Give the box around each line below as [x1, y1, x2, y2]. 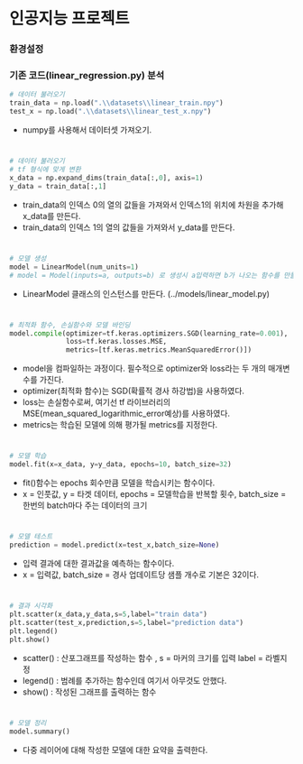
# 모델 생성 [9, 253, 47, 262]
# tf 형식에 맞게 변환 [9, 165, 81, 174]
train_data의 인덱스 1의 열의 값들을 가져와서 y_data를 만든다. [22, 222, 235, 233]
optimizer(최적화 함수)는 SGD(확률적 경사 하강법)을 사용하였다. [22, 385, 245, 397]
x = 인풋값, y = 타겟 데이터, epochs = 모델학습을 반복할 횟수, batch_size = [22, 489, 287, 500]
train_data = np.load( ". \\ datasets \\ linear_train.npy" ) [9, 98, 224, 108]
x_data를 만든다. [22, 210, 81, 221]
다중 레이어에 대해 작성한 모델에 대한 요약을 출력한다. [22, 744, 208, 755]
